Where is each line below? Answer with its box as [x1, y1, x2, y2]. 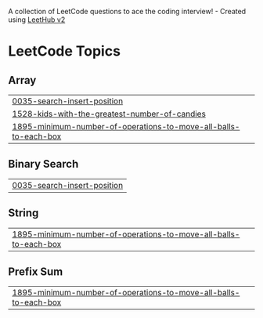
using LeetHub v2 [8, 15, 66, 24]
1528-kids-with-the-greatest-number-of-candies [12, 109, 206, 119]
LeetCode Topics [8, 42, 121, 60]
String [8, 207, 39, 220]
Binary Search [8, 157, 79, 171]
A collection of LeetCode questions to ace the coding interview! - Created [8, 7, 247, 16]
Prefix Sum [8, 266, 63, 279]
